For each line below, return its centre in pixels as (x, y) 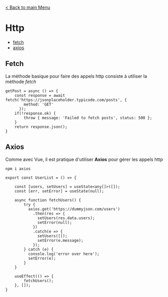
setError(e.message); (60, 240)
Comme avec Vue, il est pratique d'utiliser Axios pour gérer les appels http (84, 159)
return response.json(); (41, 127)
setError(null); (55, 222)
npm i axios (18, 168)
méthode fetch (21, 81)
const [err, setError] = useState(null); (59, 191)
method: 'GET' (39, 104)
